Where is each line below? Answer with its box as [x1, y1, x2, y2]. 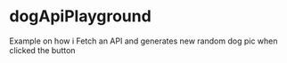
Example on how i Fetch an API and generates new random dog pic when [9, 35, 278, 46]
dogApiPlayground [9, 6, 152, 27]
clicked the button [9, 44, 76, 55]
